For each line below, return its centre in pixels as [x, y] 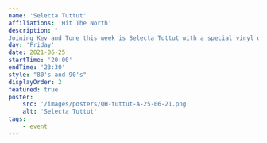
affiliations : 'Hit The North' [60, 23]
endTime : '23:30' [37, 68]
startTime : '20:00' [41, 60]
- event [35, 126]
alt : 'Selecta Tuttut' [60, 112]
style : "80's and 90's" [48, 75]
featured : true [33, 89]
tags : [17, 119]
